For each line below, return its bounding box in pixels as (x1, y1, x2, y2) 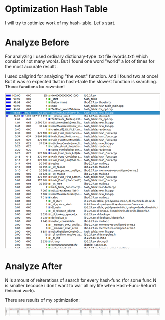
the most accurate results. (5, 63, 58, 69)
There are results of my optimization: (5, 297, 80, 303)
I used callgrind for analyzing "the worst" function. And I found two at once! (5, 73, 158, 79)
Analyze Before (5, 37, 70, 48)
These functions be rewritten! (5, 84, 65, 89)
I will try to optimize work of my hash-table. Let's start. (5, 20, 116, 26)
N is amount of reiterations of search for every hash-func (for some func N (5, 277, 156, 283)
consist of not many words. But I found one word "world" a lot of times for (5, 58, 155, 64)
